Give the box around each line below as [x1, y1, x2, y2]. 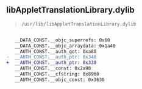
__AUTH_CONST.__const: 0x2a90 [14, 65, 91, 72]
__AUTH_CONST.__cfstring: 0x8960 [14, 71, 99, 77]
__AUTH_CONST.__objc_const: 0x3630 [14, 76, 105, 83]
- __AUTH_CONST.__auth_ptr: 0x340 [6, 54, 97, 60]
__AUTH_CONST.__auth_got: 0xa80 [14, 48, 97, 54]
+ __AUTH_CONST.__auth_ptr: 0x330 [6, 60, 97, 66]
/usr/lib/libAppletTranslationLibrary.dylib [21, 21, 137, 27]
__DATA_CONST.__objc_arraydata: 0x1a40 [14, 43, 116, 49]
